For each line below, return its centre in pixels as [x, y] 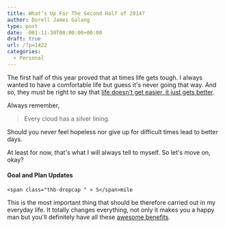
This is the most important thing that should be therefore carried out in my [111, 202]
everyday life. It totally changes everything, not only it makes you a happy [111, 210]
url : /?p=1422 [27, 45]
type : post [23, 26]
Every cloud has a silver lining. [67, 118]
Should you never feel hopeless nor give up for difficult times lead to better [113, 131]
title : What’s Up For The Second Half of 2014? [76, 13]
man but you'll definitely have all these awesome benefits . [89, 217]
